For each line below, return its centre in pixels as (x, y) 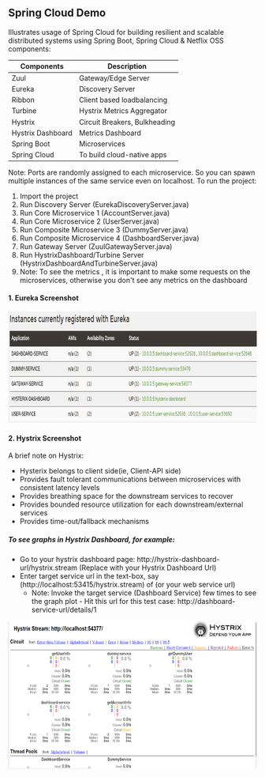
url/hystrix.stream (48, 568)
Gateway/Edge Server (114, 77)
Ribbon (23, 100)
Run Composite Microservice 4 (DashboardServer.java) (109, 238)
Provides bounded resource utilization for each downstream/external (131, 504)
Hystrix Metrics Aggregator (123, 111)
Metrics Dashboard (110, 133)
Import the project (49, 196)
